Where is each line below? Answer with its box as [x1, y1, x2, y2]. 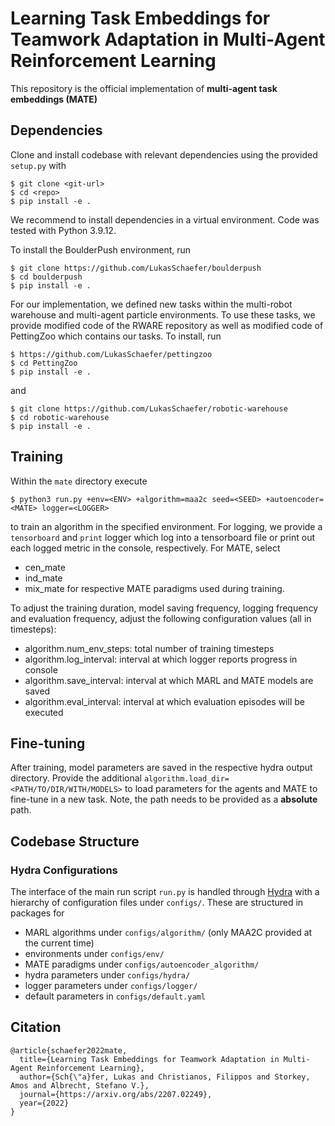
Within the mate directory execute [10, 475, 148, 487]
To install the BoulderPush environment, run [10, 243, 192, 256]
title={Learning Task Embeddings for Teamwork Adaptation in [19, 1054, 280, 1064]
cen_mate [24, 561, 66, 573]
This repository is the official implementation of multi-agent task [10, 82, 278, 94]
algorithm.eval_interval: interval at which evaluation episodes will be [24, 695, 305, 707]
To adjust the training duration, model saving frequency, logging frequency [10, 602, 319, 614]
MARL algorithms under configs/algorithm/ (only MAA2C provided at [24, 927, 313, 939]
